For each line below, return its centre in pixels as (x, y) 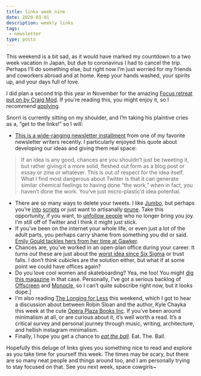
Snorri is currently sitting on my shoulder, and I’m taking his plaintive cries (97, 118)
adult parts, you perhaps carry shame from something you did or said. (101, 235)
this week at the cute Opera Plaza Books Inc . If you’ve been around (98, 311)
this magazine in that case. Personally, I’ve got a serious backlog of (98, 279)
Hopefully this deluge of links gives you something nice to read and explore (99, 348)
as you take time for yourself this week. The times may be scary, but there (98, 354)
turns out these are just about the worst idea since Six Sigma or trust (99, 254)
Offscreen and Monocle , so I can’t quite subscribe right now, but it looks (104, 285)
